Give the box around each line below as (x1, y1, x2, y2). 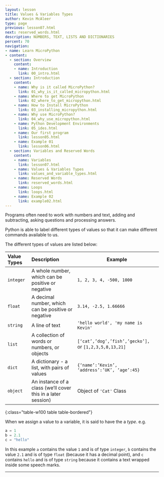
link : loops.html (18, 189, 54, 194)
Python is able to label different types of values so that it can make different (5, 226, 158, 233)
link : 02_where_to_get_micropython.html (18, 99, 102, 103)
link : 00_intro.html (18, 71, 60, 76)
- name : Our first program (14, 130, 69, 135)
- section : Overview (9, 57, 51, 62)
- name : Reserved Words (14, 176, 62, 181)
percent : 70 (5, 39, 29, 44)
